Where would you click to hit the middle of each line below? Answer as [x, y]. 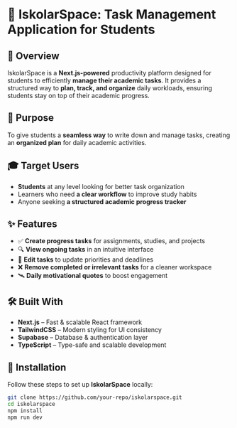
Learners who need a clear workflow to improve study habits [107, 194]
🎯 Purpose [31, 118]
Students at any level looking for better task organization [101, 186]
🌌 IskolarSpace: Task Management [112, 15]
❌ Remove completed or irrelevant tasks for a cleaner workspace [115, 267]
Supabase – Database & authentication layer [83, 338]
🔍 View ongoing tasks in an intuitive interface [86, 250]
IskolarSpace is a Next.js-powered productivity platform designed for [109, 73]
